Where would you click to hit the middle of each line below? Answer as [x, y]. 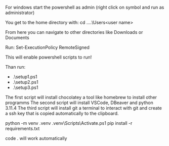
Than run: [15, 67]
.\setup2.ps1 [26, 82]
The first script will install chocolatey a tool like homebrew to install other [81, 97]
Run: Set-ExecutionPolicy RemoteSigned [48, 47]
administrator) [20, 13]
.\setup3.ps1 [25, 87]
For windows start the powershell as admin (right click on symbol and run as [85, 7]
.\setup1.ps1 [25, 77]
